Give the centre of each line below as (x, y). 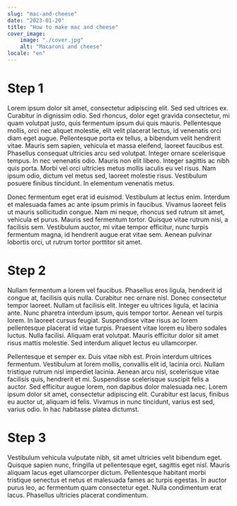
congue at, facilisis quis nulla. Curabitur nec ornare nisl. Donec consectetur (117, 297)
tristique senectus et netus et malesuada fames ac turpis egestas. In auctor (117, 480)
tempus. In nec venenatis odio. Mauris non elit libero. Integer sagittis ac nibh (118, 161)
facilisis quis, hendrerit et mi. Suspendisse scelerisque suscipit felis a (108, 379)
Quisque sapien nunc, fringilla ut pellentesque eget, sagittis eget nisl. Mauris (118, 465)
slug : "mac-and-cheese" (42, 14)
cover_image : (27, 34)
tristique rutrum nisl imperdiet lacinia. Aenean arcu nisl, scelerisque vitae (113, 372)
